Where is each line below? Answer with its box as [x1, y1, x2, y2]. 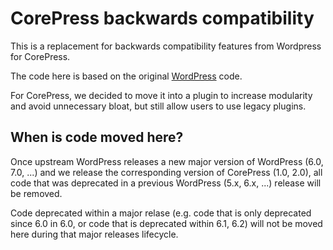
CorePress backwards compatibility [10, 7, 315, 30]
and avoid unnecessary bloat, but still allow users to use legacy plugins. [10, 100, 307, 112]
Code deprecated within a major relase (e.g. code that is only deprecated [10, 207, 312, 219]
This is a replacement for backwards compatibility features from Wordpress [10, 40, 322, 52]
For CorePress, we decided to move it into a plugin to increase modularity [10, 89, 313, 101]
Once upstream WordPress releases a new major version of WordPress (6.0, [10, 155, 324, 167]
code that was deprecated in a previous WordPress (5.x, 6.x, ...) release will [10, 177, 322, 189]
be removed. [10, 187, 63, 199]
